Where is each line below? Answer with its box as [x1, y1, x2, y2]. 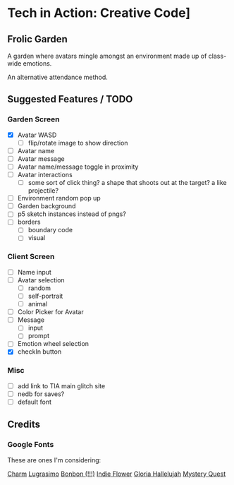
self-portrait [27, 292, 63, 300]
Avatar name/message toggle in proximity [17, 162, 139, 171]
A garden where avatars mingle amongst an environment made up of [7, 52, 207, 60]
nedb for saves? [17, 390, 65, 398]
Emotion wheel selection [17, 340, 90, 348]
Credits [7, 419, 41, 431]
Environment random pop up [17, 194, 101, 203]
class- [208, 52, 227, 60]
